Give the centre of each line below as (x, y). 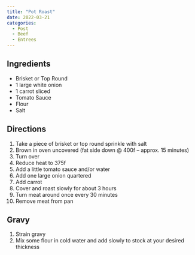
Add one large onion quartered (53, 175)
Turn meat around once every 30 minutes (67, 194)
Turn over (27, 156)
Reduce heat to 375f (41, 163)
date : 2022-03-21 (28, 17)
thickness (27, 247)
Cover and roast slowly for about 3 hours (66, 188)
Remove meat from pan (44, 201)
